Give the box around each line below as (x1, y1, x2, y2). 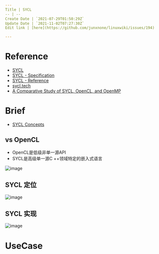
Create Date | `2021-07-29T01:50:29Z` (5, 16, 84, 21)
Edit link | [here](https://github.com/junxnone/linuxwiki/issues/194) (5, 26, 155, 30)
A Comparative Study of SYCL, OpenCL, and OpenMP (12, 88, 121, 94)
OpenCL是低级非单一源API (12, 149, 66, 155)
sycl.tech (12, 83, 31, 89)
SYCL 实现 (5, 210, 37, 218)
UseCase (5, 240, 43, 251)
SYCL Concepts (12, 121, 45, 127)
